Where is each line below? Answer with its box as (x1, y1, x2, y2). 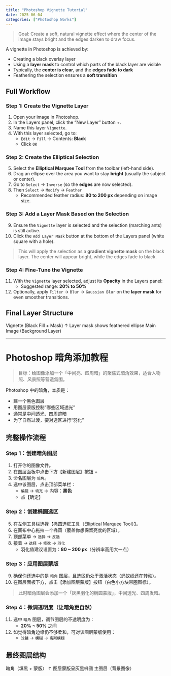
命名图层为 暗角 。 (13, 475, 49, 481)
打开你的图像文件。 (13, 462, 54, 469)
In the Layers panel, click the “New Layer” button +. (13, 119, 121, 125)
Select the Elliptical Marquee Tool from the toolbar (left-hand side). (13, 165, 155, 171)
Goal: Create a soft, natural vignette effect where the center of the (18, 31, 157, 37)
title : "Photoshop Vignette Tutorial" (6, 7, 88, 13)
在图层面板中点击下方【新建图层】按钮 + (13, 469, 98, 475)
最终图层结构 (6, 651, 46, 660)
